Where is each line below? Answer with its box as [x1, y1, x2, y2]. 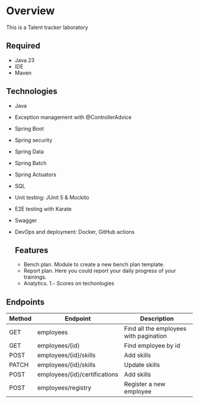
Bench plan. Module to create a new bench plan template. [23, 261, 165, 268]
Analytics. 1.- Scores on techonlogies [23, 280, 114, 287]
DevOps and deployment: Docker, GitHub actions [14, 228, 135, 235]
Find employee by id [124, 341, 181, 350]
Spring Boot [14, 125, 44, 132]
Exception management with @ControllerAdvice [14, 114, 132, 121]
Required [6, 41, 40, 51]
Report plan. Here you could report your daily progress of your [23, 267, 176, 275]
